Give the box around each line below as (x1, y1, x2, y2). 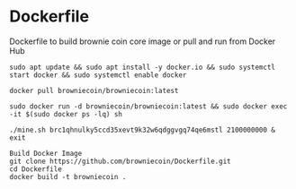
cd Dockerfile (9, 164, 63, 174)
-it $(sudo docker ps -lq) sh (9, 109, 123, 118)
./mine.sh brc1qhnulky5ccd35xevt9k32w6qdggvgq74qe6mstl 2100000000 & (9, 125, 276, 134)
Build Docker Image (9, 149, 83, 158)
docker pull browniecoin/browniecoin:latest (9, 86, 179, 95)
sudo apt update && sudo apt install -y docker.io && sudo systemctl (9, 63, 276, 72)
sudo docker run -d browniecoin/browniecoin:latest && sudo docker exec (9, 101, 288, 111)
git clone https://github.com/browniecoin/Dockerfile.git (9, 157, 231, 166)
